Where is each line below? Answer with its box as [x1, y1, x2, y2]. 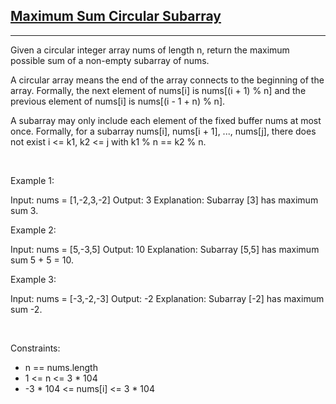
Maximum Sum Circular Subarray [10, 8, 222, 25]
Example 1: [10, 174, 55, 186]
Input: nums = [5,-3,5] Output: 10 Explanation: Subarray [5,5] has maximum [10, 243, 320, 255]
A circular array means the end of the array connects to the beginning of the [10, 74, 325, 86]
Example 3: [10, 273, 57, 285]
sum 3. [10, 204, 39, 216]
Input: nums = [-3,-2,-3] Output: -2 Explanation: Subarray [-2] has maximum [10, 292, 325, 304]
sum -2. [10, 303, 43, 315]
